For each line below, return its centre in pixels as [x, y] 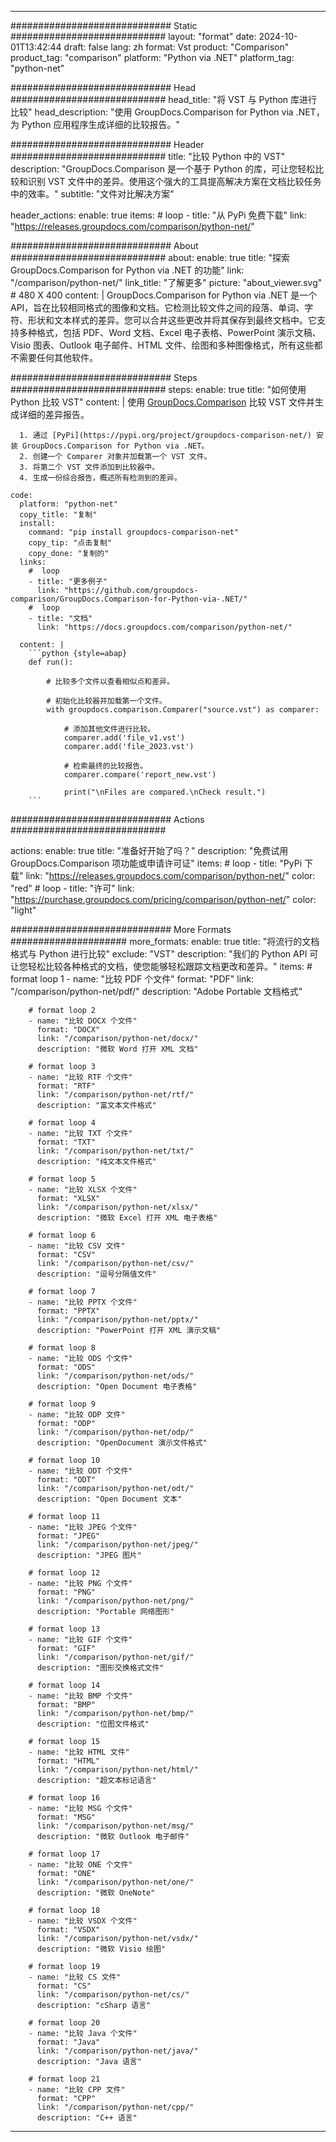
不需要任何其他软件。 [54, 357]
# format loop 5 [62, 1179]
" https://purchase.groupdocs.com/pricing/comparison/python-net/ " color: [163, 899]
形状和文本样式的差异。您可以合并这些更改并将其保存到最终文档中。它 [172, 320]
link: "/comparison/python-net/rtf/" [115, 1095]
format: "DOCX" [68, 1030]
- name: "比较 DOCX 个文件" [83, 1021]
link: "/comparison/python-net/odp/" [115, 1432]
